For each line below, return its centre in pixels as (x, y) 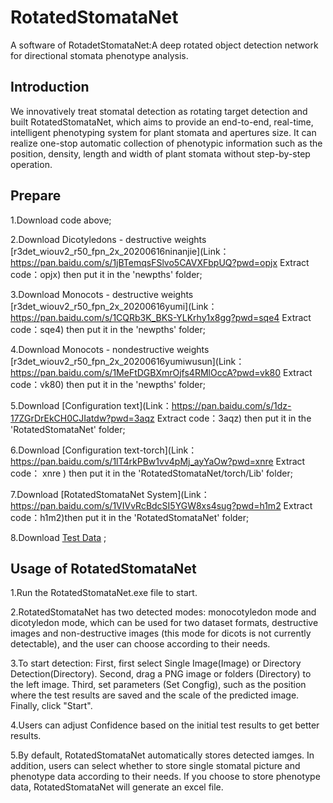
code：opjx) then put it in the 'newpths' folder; (106, 274)
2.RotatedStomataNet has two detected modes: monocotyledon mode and (163, 612)
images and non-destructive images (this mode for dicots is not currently (161, 633)
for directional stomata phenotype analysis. (99, 55)
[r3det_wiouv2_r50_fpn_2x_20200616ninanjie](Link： (120, 251)
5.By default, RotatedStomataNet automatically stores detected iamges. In (162, 755)
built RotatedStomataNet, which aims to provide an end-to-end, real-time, (162, 122)
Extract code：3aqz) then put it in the (234, 418)
